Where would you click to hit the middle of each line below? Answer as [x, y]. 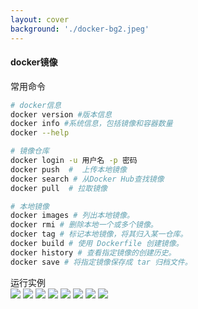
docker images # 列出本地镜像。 [72, 216]
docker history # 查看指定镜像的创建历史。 [93, 252]
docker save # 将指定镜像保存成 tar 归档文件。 [101, 262]
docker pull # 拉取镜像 [59, 188]
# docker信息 [36, 105]
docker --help [40, 133]
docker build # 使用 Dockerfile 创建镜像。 [97, 244]
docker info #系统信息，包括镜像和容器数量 [91, 124]
